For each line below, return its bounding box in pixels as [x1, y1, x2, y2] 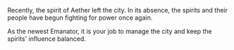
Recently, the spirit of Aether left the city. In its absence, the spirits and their [7, 6, 228, 14]
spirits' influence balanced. [7, 35, 87, 43]
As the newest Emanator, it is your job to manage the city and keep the [7, 27, 213, 35]
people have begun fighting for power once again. [7, 13, 153, 22]
